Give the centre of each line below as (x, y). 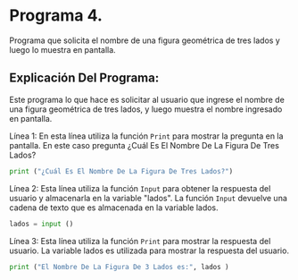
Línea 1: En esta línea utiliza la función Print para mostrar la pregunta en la (146, 136)
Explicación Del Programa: (84, 78)
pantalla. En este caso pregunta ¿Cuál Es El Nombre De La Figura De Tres (144, 145)
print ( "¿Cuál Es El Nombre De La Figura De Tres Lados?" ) (121, 171)
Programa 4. (56, 16)
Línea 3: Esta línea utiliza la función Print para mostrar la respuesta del (140, 241)
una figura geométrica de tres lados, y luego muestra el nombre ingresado (146, 109)
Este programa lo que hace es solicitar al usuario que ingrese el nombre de (147, 99)
